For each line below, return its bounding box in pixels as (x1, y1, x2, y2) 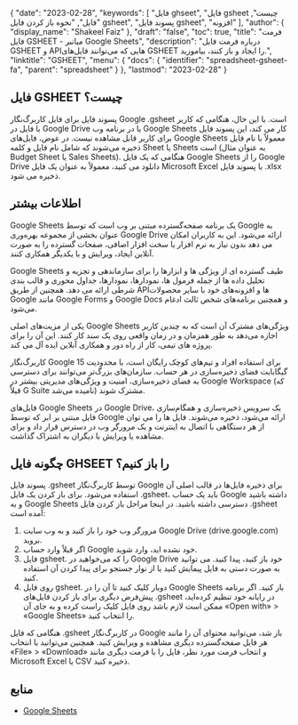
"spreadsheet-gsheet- (206, 55, 287, 65)
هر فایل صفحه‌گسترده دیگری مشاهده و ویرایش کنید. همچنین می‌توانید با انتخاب (10, 637, 269, 648)
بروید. (22, 535, 43, 545)
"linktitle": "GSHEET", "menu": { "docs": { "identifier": (10, 55, 205, 65)
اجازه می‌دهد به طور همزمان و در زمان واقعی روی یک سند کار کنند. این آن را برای (10, 329, 278, 341)
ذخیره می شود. (10, 170, 61, 181)
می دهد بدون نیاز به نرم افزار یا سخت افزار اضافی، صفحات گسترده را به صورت (10, 238, 273, 249)
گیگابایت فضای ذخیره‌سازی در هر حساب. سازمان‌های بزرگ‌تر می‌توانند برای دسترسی (10, 366, 288, 376)
